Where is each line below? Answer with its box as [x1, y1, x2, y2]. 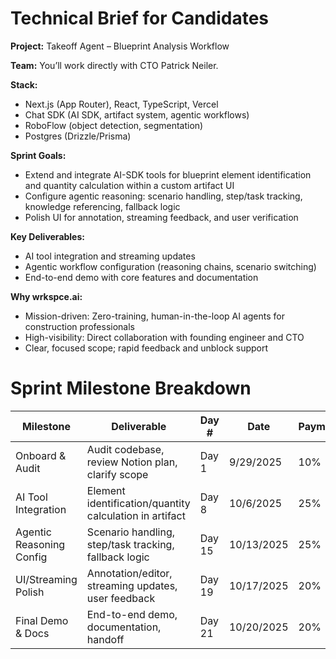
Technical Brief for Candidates [10, 7, 270, 30]
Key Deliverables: [10, 230, 85, 242]
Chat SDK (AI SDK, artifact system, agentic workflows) [24, 108, 250, 121]
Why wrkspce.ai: [10, 290, 83, 302]
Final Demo [15, 613, 69, 627]
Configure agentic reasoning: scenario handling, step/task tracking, [24, 190, 303, 202]
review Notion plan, [86, 455, 178, 469]
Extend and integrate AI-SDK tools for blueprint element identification [24, 168, 312, 181]
